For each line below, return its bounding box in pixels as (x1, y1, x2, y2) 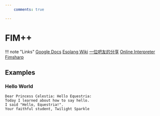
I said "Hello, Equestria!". (5, 102, 64, 107)
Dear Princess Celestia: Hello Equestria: (5, 94, 92, 99)
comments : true (14, 7, 44, 12)
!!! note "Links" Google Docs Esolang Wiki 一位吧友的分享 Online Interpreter (5, 49, 156, 55)
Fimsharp (5, 54, 24, 60)
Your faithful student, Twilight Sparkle (5, 107, 90, 112)
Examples (5, 68, 35, 76)
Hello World (5, 83, 33, 89)
